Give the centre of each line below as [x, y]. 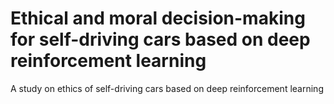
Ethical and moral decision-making [158, 18]
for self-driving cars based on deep [160, 39]
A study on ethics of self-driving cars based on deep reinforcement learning [167, 88]
